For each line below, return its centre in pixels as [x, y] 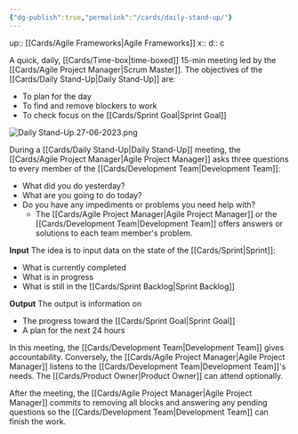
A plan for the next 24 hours [74, 330]
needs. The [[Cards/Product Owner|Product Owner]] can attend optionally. [146, 375]
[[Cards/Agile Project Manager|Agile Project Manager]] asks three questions [149, 159]
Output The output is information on [76, 303]
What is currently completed [74, 267]
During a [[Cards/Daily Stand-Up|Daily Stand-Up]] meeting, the [125, 149]
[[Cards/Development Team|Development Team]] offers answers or [159, 223]
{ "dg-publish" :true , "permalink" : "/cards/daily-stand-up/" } [121, 17]
